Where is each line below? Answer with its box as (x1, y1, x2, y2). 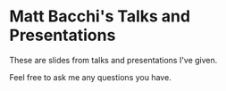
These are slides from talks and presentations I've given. (9, 54, 218, 65)
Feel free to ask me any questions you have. (9, 71, 172, 82)
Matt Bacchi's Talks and (9, 6, 190, 27)
